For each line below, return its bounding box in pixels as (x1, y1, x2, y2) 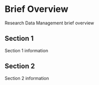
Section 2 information (4, 75, 49, 81)
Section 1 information (4, 47, 48, 53)
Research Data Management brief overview (4, 20, 94, 26)
